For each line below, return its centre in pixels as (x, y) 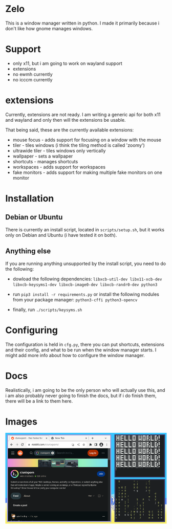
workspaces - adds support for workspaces (59, 167)
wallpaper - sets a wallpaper (43, 156)
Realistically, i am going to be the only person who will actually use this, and (85, 390)
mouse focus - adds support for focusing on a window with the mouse (87, 140)
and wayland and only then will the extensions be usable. (66, 120)
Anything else (28, 251)
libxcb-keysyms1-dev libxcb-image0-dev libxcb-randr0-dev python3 (85, 284)
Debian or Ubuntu (34, 217)
